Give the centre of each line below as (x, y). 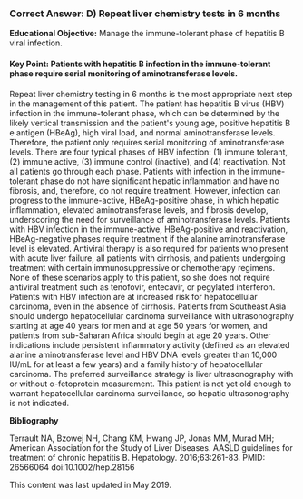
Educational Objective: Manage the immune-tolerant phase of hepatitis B (147, 34)
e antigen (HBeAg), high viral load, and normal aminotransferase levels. (142, 132)
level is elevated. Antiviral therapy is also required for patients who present (149, 248)
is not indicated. (39, 403)
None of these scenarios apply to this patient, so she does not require (140, 277)
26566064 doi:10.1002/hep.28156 (72, 467)
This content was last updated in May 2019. (91, 484)
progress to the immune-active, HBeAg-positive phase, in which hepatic (144, 200)
